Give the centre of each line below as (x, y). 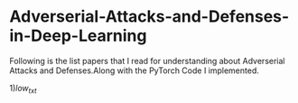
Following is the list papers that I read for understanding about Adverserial (147, 61)
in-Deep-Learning (78, 36)
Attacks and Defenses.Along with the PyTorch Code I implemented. (135, 70)
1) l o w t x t (23, 89)
